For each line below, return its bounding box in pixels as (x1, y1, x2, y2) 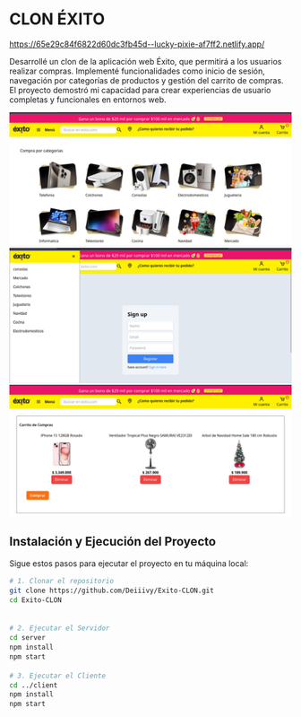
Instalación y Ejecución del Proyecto (9, 534, 217, 549)
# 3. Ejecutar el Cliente (9, 671, 106, 680)
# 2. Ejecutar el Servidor (9, 624, 110, 633)
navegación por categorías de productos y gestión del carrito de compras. (9, 74, 284, 85)
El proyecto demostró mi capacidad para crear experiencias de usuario (9, 84, 271, 95)
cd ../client (9, 680, 58, 690)
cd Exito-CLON (9, 595, 63, 605)
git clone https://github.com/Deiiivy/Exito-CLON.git (9, 586, 215, 595)
